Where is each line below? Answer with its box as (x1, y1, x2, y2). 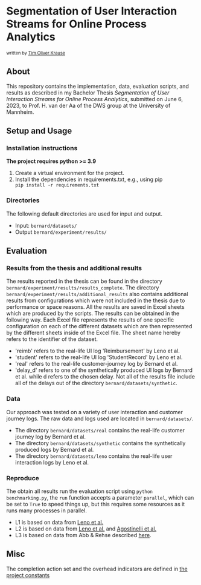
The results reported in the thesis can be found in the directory (6, 277, 163, 285)
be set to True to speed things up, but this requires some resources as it (6, 501, 185, 508)
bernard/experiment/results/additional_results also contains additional (6, 291, 188, 298)
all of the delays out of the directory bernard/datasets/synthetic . (14, 380, 177, 387)
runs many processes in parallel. (6, 507, 88, 514)
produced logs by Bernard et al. (14, 446, 94, 453)
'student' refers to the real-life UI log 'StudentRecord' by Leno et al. (14, 354, 183, 361)
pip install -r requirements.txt (14, 182, 100, 188)
